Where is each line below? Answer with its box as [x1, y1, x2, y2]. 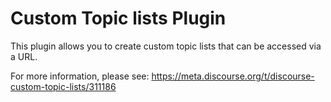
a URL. [10, 50, 38, 62]
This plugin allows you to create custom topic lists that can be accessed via [10, 40, 322, 52]
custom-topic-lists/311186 [10, 80, 117, 92]
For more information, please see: [10, 70, 150, 82]
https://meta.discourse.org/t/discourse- [151, 70, 315, 82]
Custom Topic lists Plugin [10, 7, 227, 30]
